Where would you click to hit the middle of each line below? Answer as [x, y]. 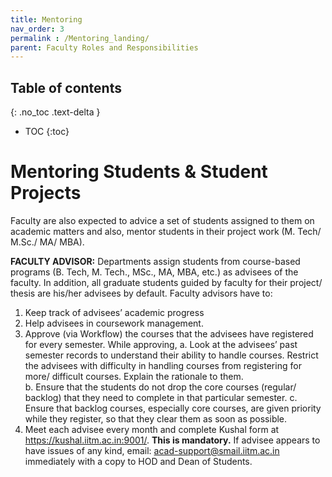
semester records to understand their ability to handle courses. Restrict [171, 355]
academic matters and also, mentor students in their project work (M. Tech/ [166, 231]
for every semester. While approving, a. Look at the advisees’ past [161, 344]
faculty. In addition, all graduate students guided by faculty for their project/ [166, 282]
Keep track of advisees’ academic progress [114, 312]
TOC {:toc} [47, 132]
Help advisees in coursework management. [114, 323]
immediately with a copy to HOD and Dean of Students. [138, 461]
